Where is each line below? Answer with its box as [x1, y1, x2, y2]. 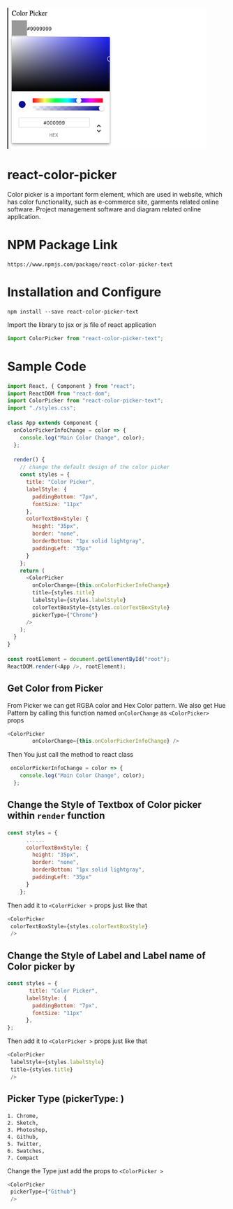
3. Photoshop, [7, 1126, 49, 1133]
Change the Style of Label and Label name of [7, 949, 206, 961]
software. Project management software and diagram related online [7, 204, 201, 214]
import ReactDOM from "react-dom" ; [7, 390, 111, 397]
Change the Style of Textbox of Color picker [7, 799, 202, 811]
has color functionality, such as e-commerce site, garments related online [7, 197, 220, 206]
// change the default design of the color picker [20, 463, 170, 471]
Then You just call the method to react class [7, 750, 134, 759]
